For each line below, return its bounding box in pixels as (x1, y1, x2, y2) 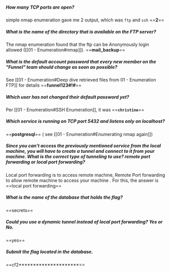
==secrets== (6, 207, 34, 213)
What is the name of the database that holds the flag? (6, 194, 123, 201)
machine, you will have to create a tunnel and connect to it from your (6, 148, 155, 154)
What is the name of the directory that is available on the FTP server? (6, 29, 157, 35)
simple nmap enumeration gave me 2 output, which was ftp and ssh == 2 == (6, 17, 164, 23)
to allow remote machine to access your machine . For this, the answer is (6, 177, 159, 183)
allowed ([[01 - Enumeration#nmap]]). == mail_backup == (6, 46, 125, 53)
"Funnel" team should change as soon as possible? (6, 64, 118, 70)
